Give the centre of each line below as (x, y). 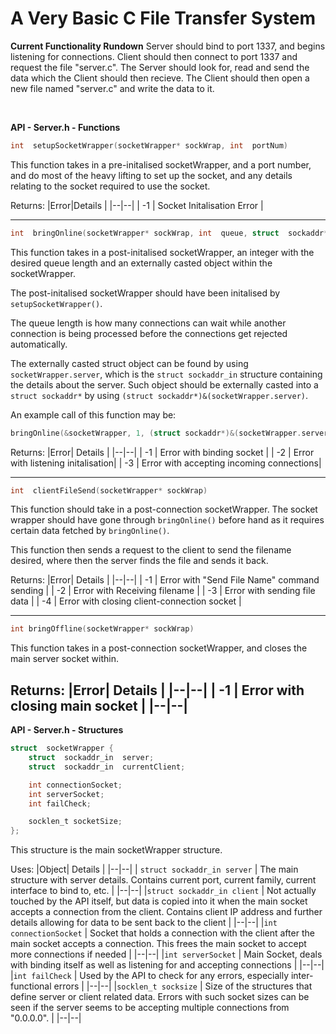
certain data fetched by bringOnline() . (90, 531)
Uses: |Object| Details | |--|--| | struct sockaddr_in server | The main (154, 869)
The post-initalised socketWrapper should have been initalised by (145, 293)
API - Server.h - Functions (65, 127)
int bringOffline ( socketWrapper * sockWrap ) (102, 629)
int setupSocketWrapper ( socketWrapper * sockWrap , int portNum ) (149, 145)
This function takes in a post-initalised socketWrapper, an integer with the (162, 252)
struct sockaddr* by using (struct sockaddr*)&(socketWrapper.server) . (159, 395)
